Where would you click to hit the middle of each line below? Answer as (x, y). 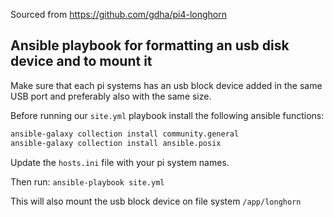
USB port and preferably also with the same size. (111, 96)
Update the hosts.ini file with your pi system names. (120, 162)
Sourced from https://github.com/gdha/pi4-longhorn (118, 14)
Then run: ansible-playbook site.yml (87, 181)
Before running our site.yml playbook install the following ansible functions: (167, 115)
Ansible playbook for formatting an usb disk (150, 45)
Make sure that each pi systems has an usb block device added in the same (166, 85)
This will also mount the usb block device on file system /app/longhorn (156, 201)
